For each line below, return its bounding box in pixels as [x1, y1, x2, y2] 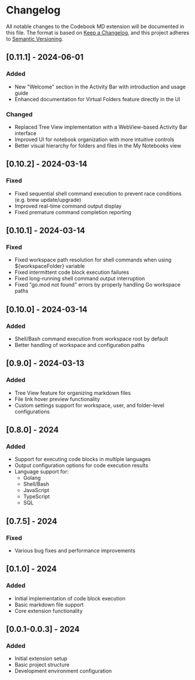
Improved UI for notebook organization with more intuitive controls [14, 136, 175, 143]
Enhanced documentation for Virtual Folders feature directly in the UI [14, 95, 181, 102]
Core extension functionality [14, 607, 83, 614]
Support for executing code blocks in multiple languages [14, 456, 151, 463]
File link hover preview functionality [14, 396, 100, 403]
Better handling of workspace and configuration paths [14, 341, 145, 348]
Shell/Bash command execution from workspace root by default [14, 335, 168, 342]
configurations [14, 408, 50, 415]
